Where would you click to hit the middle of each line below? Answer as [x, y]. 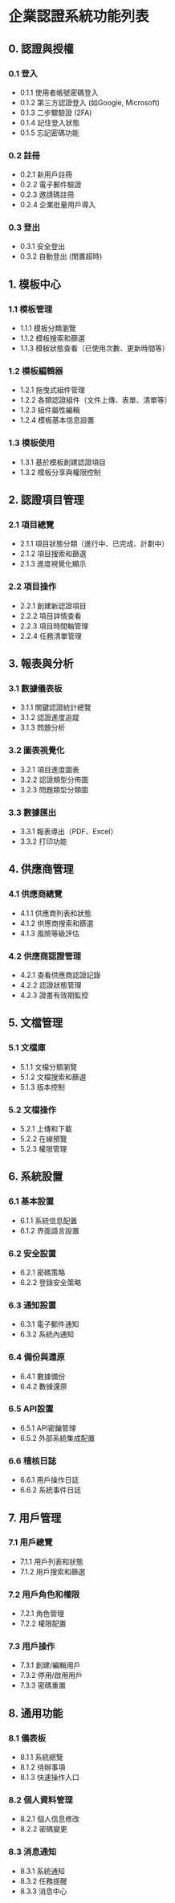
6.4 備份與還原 [37, 1357]
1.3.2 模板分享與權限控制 [60, 472]
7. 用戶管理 [35, 1518]
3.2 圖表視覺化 [37, 751]
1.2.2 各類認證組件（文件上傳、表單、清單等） [96, 400]
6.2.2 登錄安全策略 [51, 1282]
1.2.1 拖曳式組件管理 [53, 390]
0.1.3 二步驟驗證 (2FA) [56, 113]
